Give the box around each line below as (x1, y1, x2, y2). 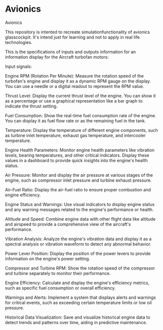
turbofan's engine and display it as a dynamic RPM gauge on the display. (5, 78, 151, 84)
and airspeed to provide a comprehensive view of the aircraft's (5, 221, 131, 227)
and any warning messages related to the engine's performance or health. (5, 206, 154, 212)
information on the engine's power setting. (5, 255, 91, 262)
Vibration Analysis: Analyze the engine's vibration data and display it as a (5, 236, 152, 242)
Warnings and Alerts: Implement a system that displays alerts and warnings (5, 294, 156, 300)
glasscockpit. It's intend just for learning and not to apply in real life (5, 34, 140, 40)
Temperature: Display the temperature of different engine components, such (5, 127, 158, 133)
